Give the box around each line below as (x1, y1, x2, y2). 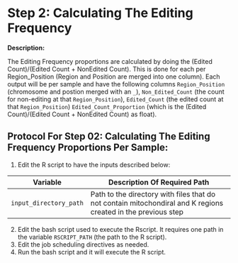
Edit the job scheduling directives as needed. (17, 240, 149, 249)
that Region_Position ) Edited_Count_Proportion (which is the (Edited (7, 102, 207, 111)
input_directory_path (11, 198, 84, 207)
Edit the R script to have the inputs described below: (17, 160, 171, 169)
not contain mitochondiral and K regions (90, 198, 224, 208)
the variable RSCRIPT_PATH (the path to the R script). (17, 233, 167, 241)
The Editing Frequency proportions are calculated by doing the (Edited (7, 57, 212, 65)
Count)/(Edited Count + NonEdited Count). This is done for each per (7, 65, 206, 73)
